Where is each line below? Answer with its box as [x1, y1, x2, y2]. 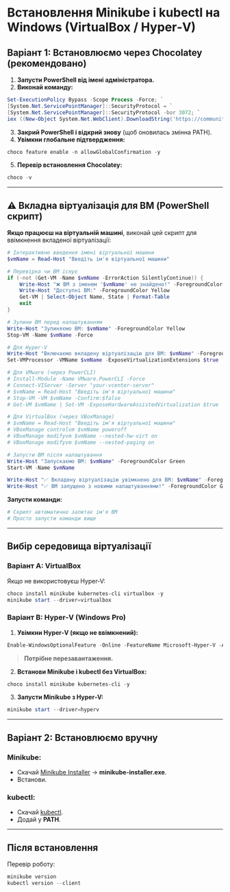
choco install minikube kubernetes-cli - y [7, 680, 130, 688]
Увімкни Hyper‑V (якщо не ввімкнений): [16, 628, 138, 636]
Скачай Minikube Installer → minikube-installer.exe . [16, 768, 167, 776]
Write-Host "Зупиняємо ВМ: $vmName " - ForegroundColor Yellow [7, 325, 186, 332]
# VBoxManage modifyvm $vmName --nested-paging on [7, 438, 155, 446]
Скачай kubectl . [16, 808, 64, 816]
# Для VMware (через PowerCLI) [7, 369, 97, 376]
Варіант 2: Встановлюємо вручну [7, 732, 158, 744]
